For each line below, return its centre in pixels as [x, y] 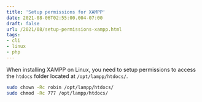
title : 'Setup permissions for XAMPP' [56, 12]
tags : [13, 35]
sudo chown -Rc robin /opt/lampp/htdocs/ [60, 87]
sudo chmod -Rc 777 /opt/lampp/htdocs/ [57, 93]
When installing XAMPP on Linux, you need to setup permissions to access [101, 69]
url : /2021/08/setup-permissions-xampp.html [64, 29]
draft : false [23, 23]
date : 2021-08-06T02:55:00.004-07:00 [55, 18]
